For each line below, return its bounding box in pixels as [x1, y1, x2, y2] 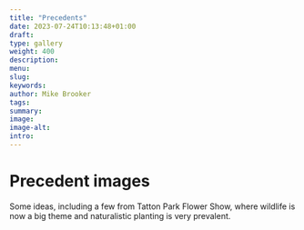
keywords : [9, 81, 47, 90]
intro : [9, 132, 35, 141]
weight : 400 [9, 47, 55, 56]
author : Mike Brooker [9, 89, 92, 98]
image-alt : [9, 124, 51, 133]
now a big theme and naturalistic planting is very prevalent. [9, 210, 231, 221]
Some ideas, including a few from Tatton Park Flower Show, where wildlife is [9, 201, 296, 212]
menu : [9, 65, 30, 74]
